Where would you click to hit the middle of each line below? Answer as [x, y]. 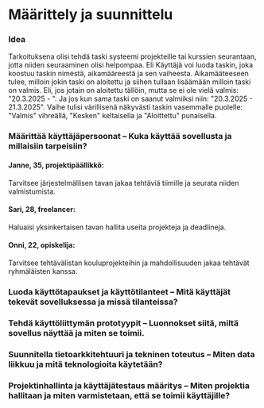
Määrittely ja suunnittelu [91, 15]
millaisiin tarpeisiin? [48, 146]
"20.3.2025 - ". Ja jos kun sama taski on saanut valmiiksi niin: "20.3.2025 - [130, 99]
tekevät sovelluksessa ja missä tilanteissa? [93, 302]
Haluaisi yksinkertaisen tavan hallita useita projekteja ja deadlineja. [117, 227]
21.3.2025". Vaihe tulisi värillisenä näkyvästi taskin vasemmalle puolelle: [126, 107]
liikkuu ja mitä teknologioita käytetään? [85, 364]
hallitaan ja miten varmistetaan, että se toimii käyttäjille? [119, 395]
